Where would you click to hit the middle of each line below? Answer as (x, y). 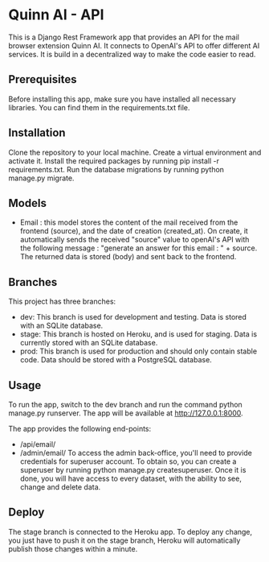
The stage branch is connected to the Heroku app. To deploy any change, (130, 531)
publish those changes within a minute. (73, 548)
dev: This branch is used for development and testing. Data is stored (133, 317)
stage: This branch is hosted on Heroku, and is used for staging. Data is (139, 334)
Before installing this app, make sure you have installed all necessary (122, 99)
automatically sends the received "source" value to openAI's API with (134, 240)
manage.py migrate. (41, 178)
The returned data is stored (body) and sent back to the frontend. (128, 257)
